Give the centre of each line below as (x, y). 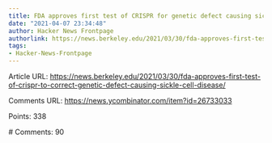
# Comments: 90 (36, 132)
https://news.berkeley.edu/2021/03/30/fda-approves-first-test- (155, 76)
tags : (17, 46)
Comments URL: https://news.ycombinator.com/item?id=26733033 (120, 101)
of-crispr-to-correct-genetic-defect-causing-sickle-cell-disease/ (117, 85)
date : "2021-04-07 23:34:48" (57, 23)
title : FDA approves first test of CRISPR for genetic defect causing (130, 16)
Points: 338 (28, 116)
